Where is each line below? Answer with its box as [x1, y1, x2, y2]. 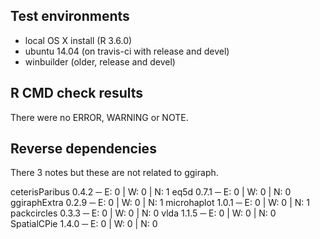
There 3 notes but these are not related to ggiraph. [10, 167, 219, 179]
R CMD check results [10, 85, 144, 102]
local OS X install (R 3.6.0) [24, 34, 133, 46]
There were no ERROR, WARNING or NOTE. [10, 111, 189, 123]
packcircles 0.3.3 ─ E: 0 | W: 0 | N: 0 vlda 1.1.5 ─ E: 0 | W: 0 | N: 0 [10, 207, 277, 219]
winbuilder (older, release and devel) [24, 55, 176, 68]
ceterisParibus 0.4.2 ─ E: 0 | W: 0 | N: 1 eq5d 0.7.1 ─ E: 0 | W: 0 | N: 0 [10, 186, 292, 198]
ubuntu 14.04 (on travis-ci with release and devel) [24, 45, 230, 57]
